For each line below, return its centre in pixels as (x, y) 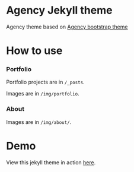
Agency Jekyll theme (59, 10)
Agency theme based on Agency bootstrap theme (67, 27)
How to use (34, 51)
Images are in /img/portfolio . (43, 94)
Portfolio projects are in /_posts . (45, 82)
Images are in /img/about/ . (39, 122)
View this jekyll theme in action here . (51, 162)
